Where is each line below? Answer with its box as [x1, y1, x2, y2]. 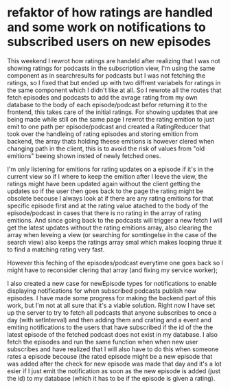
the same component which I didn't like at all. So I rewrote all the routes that [7, 86, 222, 94]
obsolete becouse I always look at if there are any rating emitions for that [7, 194, 214, 202]
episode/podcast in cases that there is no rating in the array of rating [7, 208, 202, 217]
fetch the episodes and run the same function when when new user [7, 337, 198, 346]
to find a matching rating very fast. [7, 245, 105, 254]
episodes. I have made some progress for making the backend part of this [7, 293, 216, 302]
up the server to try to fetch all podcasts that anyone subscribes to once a [7, 308, 217, 317]
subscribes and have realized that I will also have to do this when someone [7, 345, 219, 353]
